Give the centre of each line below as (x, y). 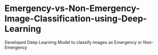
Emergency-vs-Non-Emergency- (72, 8)
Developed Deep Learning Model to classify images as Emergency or (73, 42)
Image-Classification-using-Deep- (76, 19)
